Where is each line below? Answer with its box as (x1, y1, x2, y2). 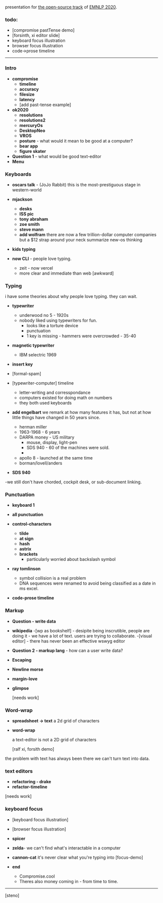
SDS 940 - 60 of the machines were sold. (26, 445, 110, 451)
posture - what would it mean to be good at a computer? (19, 138, 133, 144)
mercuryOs (19, 122, 43, 128)
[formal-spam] (12, 371, 41, 377)
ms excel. (19, 586, 39, 591)
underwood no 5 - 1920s (19, 313, 69, 318)
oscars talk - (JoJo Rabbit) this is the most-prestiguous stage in (12, 182, 141, 187)
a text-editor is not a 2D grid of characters (12, 737, 97, 743)
